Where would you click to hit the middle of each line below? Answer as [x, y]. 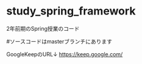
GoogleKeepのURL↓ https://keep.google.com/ [65, 54]
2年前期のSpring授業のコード [43, 28]
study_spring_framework [71, 11]
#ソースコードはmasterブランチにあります [59, 41]
